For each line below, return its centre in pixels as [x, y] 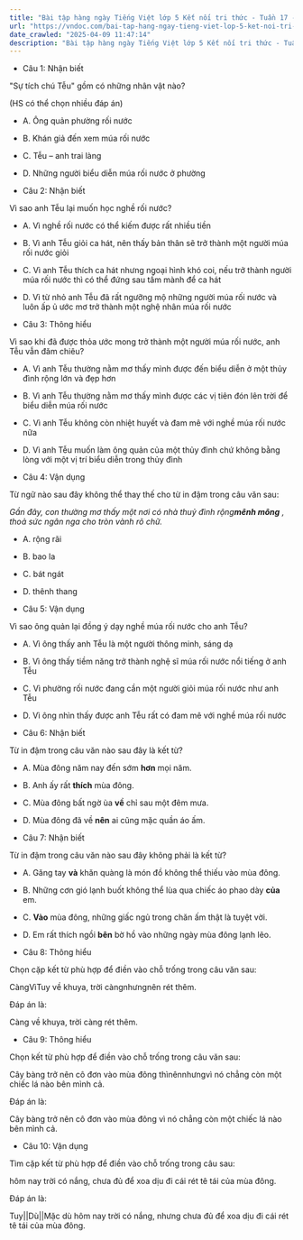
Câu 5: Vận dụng [54, 609]
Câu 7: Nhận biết [54, 838]
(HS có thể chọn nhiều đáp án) [66, 104]
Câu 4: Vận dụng [54, 477]
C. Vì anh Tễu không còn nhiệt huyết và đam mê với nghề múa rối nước [154, 423]
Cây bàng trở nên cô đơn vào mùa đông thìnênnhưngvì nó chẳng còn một [146, 1075]
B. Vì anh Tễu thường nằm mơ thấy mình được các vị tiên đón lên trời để [155, 396]
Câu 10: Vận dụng [55, 1146]
